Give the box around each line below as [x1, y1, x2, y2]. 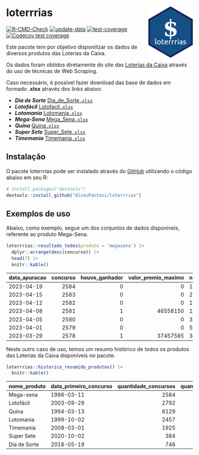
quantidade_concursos [117, 383, 176, 390]
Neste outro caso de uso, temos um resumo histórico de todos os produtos [6, 345, 190, 352]
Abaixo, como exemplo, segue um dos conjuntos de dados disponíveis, [6, 224, 180, 231]
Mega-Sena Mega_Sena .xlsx [14, 116, 88, 123]
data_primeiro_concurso [50, 383, 113, 390]
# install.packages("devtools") [6, 186, 86, 192]
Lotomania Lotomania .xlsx [14, 109, 83, 116]
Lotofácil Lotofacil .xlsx [14, 103, 73, 110]
